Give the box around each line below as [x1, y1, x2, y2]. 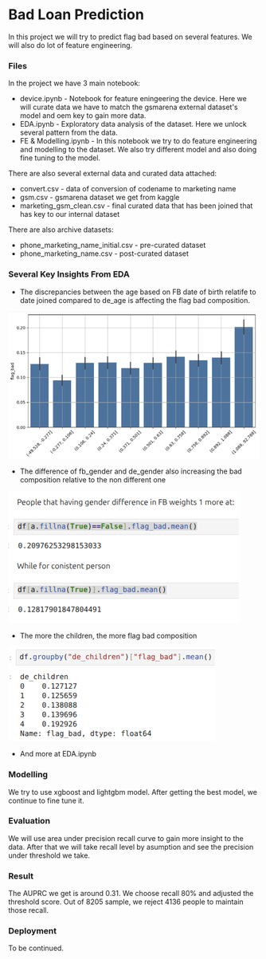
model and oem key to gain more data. [19, 111, 147, 120]
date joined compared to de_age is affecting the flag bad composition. [19, 295, 251, 305]
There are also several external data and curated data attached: [8, 169, 217, 179]
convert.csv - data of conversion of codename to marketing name [19, 184, 237, 194]
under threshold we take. [8, 851, 90, 860]
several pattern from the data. [19, 128, 118, 137]
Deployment [8, 926, 57, 937]
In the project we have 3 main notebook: [8, 78, 141, 88]
